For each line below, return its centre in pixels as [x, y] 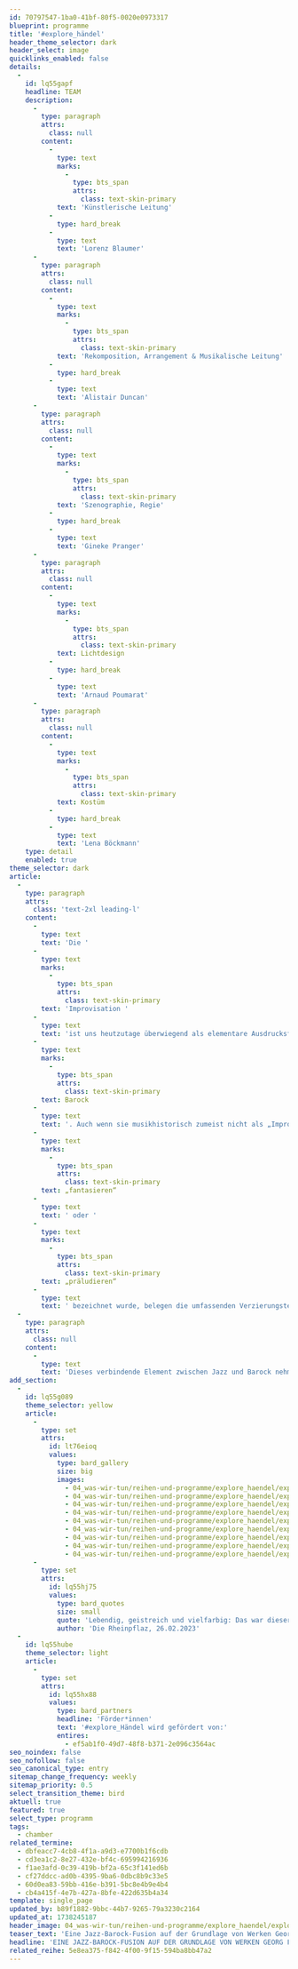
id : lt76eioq [73, 1447]
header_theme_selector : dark [63, 42]
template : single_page [51, 1901]
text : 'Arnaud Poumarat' [102, 695]
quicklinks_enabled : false [59, 59]
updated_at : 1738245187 [53, 1917]
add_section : [33, 1381]
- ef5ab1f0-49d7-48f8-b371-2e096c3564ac [141, 1744]
